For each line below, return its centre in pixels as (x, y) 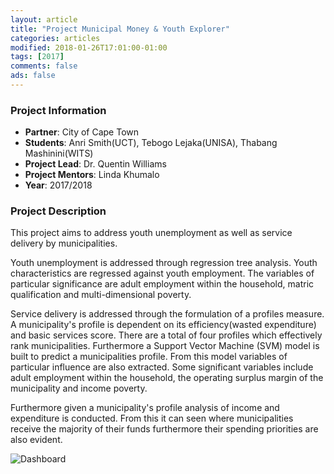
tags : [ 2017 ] (37, 57)
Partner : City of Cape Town (82, 132)
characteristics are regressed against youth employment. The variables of (162, 273)
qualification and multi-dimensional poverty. (101, 295)
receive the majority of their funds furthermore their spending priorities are (164, 429)
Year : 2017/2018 (58, 185)
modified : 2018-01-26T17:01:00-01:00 (89, 47)
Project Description (58, 211)
